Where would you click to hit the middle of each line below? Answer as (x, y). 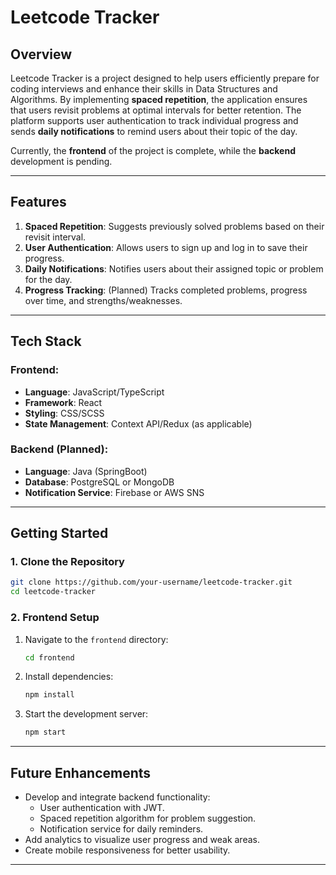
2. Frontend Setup (55, 618)
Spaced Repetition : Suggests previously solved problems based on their (174, 226)
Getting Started (59, 533)
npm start (45, 732)
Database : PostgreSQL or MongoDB (99, 482)
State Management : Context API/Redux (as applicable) (138, 423)
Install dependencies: (69, 677)
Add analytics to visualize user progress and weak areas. (142, 839)
